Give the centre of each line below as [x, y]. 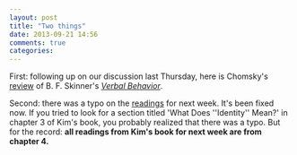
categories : [31, 51]
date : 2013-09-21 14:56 [54, 34]
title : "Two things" [48, 26]
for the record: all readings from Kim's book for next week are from [135, 132]
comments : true [38, 43]
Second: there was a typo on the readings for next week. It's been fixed [142, 103]
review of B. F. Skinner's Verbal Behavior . [86, 86]
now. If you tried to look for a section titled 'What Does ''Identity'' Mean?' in [149, 113]
